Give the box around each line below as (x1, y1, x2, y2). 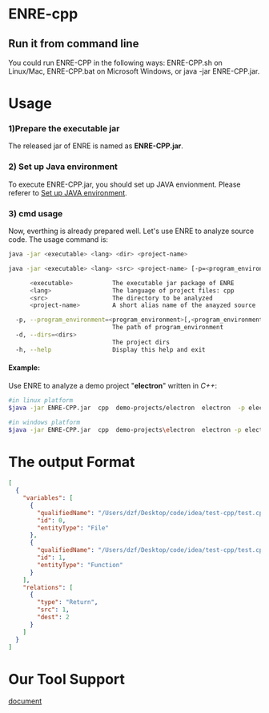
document (8, 696, 42, 706)
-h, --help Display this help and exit (15, 345, 206, 353)
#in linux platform (8, 396, 74, 405)
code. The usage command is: (8, 235, 109, 244)
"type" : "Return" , (37, 598, 98, 606)
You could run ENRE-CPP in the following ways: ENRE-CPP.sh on (8, 58, 223, 67)
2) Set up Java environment (8, 161, 118, 172)
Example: (8, 363, 41, 373)
